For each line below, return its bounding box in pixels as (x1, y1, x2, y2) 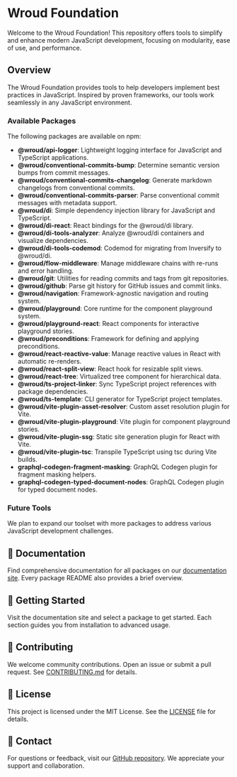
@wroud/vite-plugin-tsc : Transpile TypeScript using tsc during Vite (17, 447, 217, 456)
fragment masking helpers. (17, 470, 97, 479)
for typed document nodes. (17, 485, 98, 494)
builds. (17, 455, 37, 464)
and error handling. (17, 266, 74, 275)
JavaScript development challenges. (7, 527, 114, 536)
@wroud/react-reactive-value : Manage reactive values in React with (17, 349, 221, 358)
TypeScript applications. (17, 153, 89, 162)
